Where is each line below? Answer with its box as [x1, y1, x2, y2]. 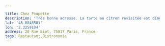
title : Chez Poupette [5, 11, 50, 16]
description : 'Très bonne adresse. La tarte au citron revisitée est [5, 15, 151, 21]
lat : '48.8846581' [5, 20, 43, 25]
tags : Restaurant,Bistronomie [5, 34, 67, 39]
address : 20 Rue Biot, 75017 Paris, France [5, 30, 96, 34]
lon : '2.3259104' [5, 25, 41, 30]
